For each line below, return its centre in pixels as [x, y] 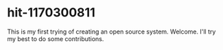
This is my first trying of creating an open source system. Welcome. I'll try [111, 32]
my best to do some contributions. [56, 38]
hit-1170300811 [51, 13]
